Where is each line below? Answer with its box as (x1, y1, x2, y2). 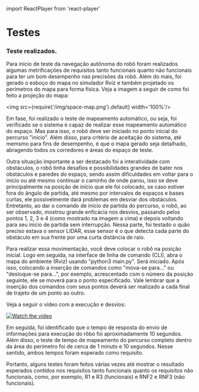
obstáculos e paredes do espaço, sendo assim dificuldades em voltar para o (6, 170, 193, 178)
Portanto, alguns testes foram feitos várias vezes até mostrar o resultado (6, 361, 184, 368)
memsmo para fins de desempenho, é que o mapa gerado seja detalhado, (6, 140, 187, 147)
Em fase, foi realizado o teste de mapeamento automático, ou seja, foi (6, 115, 177, 122)
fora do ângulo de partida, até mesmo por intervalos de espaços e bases (6, 189, 184, 197)
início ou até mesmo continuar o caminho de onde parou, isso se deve (6, 177, 178, 184)
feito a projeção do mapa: (6, 92, 70, 99)
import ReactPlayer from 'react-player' (6, 5, 100, 12)
